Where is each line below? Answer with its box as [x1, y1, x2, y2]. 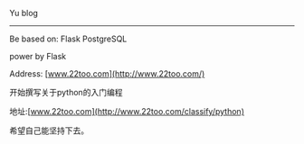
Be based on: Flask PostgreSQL [9, 33, 128, 44]
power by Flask [9, 51, 66, 61]
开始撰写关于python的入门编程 [9, 87, 123, 97]
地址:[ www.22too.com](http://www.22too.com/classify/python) [9, 106, 244, 116]
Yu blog [9, 8, 39, 18]
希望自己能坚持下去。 [9, 125, 89, 136]
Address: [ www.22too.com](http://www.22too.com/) [9, 68, 205, 79]
